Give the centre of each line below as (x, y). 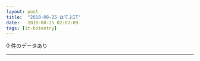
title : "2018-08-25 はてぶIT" (44, 17)
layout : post (22, 12)
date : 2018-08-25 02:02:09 (42, 23)
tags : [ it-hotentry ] (32, 28)
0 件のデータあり (27, 46)
